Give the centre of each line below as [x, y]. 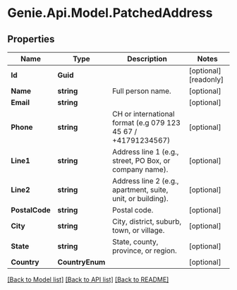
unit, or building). [140, 199]
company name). [140, 169]
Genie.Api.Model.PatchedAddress [110, 13]
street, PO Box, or [141, 161]
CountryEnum [81, 262]
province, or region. [145, 250]
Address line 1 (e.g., [145, 152]
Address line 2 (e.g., [145, 181]
